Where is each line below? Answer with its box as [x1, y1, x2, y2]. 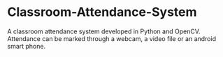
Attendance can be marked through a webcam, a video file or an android [7, 34, 217, 42]
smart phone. [7, 42, 46, 50]
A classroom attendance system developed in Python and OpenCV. [7, 27, 201, 35]
